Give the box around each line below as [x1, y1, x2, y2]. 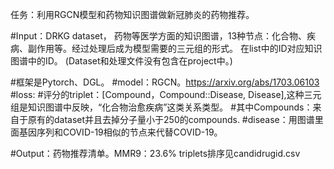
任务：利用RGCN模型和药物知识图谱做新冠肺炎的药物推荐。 [10, 9, 255, 20]
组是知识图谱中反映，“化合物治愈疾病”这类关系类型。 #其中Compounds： [10, 101, 313, 113]
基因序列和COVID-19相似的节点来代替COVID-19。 [18, 126, 223, 138]
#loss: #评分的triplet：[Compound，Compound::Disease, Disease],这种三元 [10, 89, 322, 100]
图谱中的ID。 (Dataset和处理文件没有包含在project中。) [10, 55, 233, 67]
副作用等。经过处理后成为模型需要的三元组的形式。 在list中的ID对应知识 [27, 43, 323, 54]
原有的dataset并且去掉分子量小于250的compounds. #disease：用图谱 [27, 114, 315, 125]
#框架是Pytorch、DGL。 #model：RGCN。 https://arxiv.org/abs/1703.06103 [10, 76, 320, 88]
